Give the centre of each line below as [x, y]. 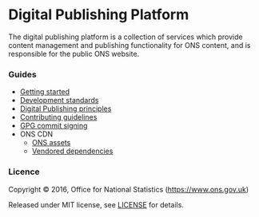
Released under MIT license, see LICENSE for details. [96, 204]
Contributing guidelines [58, 117]
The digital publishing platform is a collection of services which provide [126, 37]
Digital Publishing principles [66, 108]
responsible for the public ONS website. [74, 53]
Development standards [59, 101]
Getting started [45, 92]
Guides [23, 74]
